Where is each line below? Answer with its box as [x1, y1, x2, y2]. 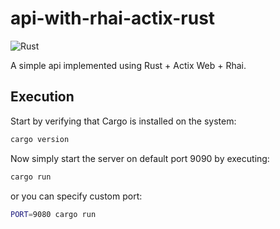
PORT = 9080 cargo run [10, 209, 97, 219]
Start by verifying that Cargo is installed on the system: [10, 115, 237, 127]
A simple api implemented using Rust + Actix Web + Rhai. [10, 59, 247, 71]
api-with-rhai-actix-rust [10, 7, 216, 30]
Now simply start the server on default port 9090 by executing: [10, 152, 270, 164]
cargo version [10, 134, 70, 144]
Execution [10, 88, 75, 106]
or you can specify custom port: [10, 190, 143, 202]
